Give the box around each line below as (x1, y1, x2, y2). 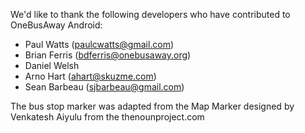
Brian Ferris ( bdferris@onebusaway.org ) (24, 49, 192, 61)
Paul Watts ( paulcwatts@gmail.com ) (24, 39, 175, 50)
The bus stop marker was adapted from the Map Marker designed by (10, 100, 295, 112)
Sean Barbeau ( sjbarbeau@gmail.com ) (24, 81, 185, 93)
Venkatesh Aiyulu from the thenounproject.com (10, 111, 205, 123)
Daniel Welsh (24, 60, 80, 71)
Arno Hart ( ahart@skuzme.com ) (24, 70, 157, 82)
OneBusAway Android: (10, 19, 103, 31)
